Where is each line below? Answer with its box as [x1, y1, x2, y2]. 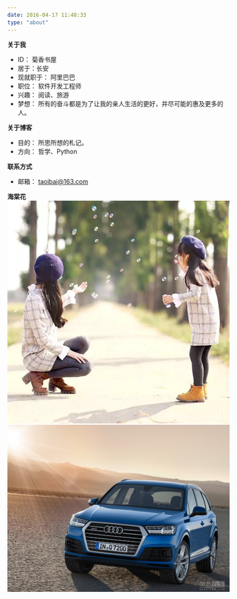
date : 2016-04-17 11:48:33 [7, 11, 87, 18]
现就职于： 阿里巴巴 [17, 73, 75, 81]
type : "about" [7, 18, 49, 26]
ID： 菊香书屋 [17, 55, 57, 64]
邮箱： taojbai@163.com [17, 177, 88, 185]
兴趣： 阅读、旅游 [17, 91, 69, 99]
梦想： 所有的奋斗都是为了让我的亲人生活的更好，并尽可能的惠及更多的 [17, 99, 224, 107]
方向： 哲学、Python [17, 147, 78, 156]
